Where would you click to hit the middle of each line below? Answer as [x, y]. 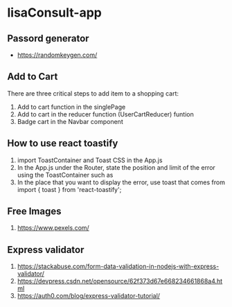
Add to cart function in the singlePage [71, 107]
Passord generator [48, 38]
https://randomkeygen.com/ [57, 55]
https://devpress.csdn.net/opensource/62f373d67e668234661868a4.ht [120, 281]
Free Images [34, 212]
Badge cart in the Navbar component [70, 121]
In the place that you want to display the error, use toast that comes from [121, 182]
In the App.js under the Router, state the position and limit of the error [116, 167]
